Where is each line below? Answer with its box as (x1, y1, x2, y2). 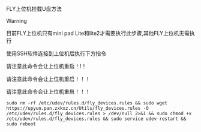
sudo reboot (6, 121, 36, 127)
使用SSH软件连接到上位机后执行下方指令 (6, 50, 107, 57)
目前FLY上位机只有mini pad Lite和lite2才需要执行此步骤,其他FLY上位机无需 (6, 29, 190, 37)
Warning (6, 17, 27, 24)
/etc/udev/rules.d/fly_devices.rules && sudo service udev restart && (6, 116, 187, 122)
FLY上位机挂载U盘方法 (6, 5, 62, 12)
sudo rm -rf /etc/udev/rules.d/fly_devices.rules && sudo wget (6, 100, 168, 106)
